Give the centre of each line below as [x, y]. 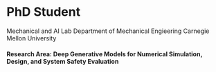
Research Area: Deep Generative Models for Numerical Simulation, [105, 54]
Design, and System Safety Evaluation [63, 61]
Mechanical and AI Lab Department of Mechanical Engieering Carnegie [108, 31]
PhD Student [44, 12]
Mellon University [31, 38]
